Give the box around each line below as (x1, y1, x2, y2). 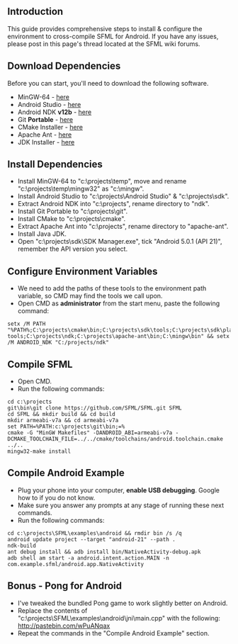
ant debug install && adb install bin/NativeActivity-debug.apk (7, 548, 201, 555)
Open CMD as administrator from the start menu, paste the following (17, 299, 220, 307)
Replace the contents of (17, 606, 88, 615)
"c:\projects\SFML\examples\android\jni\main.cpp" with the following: (17, 614, 221, 622)
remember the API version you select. (17, 244, 128, 254)
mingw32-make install (7, 448, 72, 456)
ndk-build (7, 542, 37, 549)
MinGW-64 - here (17, 92, 69, 101)
